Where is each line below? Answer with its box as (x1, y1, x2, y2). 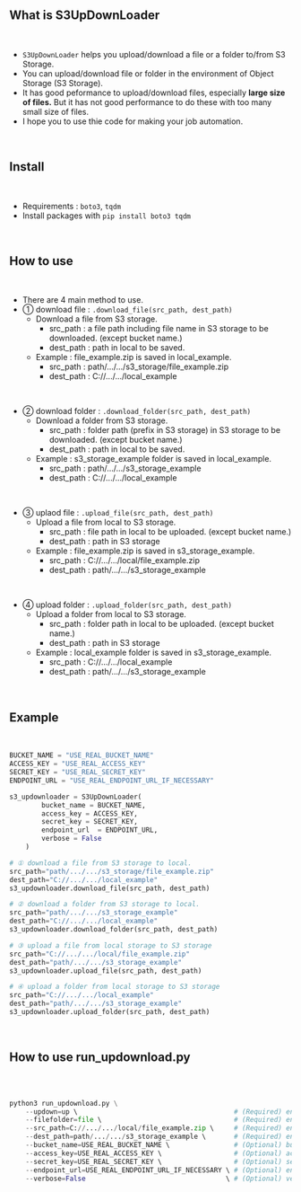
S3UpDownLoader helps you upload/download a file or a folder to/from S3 (21, 49, 286, 59)
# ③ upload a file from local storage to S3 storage (9, 940, 212, 950)
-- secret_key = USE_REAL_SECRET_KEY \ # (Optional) (25, 1157, 282, 1166)
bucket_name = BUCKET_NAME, (41, 800, 146, 809)
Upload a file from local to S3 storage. (35, 517, 176, 528)
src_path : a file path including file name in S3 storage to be (48, 323, 269, 334)
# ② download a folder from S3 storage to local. (9, 900, 200, 909)
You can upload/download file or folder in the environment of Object (21, 67, 275, 79)
